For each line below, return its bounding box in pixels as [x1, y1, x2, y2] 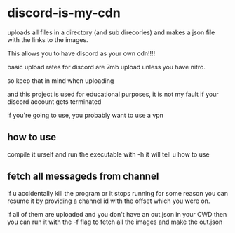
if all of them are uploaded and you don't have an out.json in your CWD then [7, 210, 227, 218]
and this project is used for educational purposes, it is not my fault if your [7, 90, 219, 98]
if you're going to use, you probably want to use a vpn [7, 111, 163, 119]
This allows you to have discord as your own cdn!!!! [7, 49, 156, 58]
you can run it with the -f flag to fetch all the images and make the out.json [7, 218, 223, 226]
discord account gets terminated [7, 97, 102, 106]
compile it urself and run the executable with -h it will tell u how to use [7, 149, 210, 159]
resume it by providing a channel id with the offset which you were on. [7, 197, 210, 205]
